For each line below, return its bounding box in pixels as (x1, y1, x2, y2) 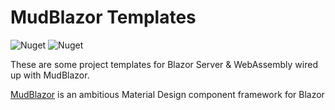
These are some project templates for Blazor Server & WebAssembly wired (10, 58, 318, 70)
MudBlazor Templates (10, 6, 197, 29)
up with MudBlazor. (10, 69, 90, 81)
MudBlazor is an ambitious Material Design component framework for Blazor (10, 88, 325, 100)
